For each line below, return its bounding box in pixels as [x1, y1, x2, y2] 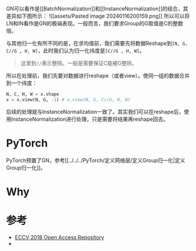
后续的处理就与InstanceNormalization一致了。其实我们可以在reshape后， [6, 108, 184, 115]
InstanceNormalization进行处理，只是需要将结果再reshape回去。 [11, 115, 169, 123]
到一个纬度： [6, 80, 37, 87]
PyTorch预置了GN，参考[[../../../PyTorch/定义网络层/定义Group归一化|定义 [6, 157, 185, 164]
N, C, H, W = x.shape [6, 91, 60, 97]
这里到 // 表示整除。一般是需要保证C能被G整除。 [20, 60, 138, 67]
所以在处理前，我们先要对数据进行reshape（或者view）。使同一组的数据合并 [6, 72, 190, 79]
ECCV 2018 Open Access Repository [14, 233, 104, 240]
